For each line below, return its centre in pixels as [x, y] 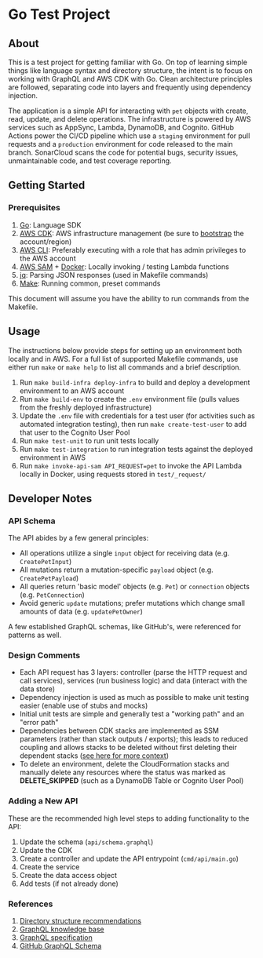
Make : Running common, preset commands [90, 283]
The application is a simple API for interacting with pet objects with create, [128, 111]
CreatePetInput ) [46, 562]
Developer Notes [50, 499]
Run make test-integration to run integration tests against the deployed [136, 449]
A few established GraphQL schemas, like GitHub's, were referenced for [125, 627]
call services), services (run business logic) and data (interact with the [133, 681]
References [31, 904]
